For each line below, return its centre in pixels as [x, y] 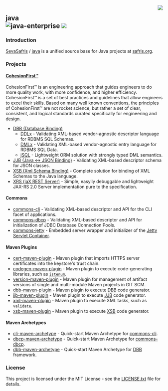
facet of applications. [35, 214]
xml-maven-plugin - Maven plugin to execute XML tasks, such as [80, 301]
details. [13, 384]
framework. [25, 355]
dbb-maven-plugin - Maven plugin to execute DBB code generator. [82, 290]
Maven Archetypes [26, 322]
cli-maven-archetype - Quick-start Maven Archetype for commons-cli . [85, 334]
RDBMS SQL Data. [39, 150]
